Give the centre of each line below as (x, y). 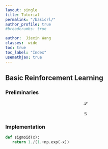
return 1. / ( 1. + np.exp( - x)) (41, 142)
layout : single (21, 10)
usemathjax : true (24, 57)
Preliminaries (22, 92)
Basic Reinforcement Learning (54, 78)
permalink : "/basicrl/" (31, 19)
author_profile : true (28, 24)
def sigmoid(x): (22, 138)
